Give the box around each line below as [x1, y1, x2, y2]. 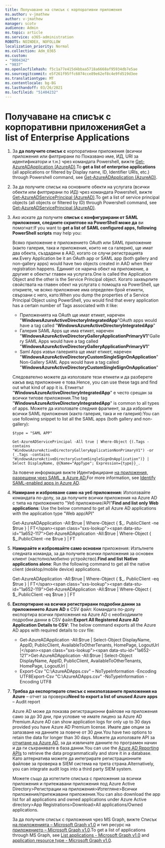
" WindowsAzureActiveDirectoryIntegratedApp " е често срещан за [12, 390, 153, 396]
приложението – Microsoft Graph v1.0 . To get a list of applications [12, 827, 146, 833]
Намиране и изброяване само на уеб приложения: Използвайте [12, 490, 151, 495]
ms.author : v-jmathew [5, 12, 50, 17]
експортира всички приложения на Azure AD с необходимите [12, 612, 143, 618]
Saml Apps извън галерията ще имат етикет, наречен [19, 349, 132, 355]
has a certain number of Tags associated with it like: [12, 303, 118, 309]
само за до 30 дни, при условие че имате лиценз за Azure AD [12, 713, 142, 720]
